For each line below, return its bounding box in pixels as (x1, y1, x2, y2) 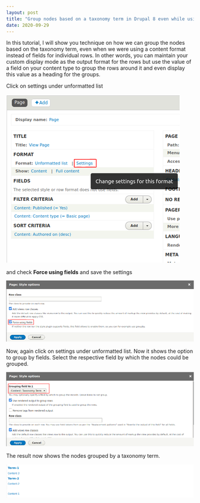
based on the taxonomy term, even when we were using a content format (6, 45, 186, 53)
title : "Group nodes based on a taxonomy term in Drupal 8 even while (6, 15, 185, 22)
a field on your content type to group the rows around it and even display (6, 64, 186, 72)
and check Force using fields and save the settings (6, 269, 133, 276)
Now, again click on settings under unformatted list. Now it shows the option (6, 347, 193, 355)
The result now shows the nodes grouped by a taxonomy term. (6, 452, 161, 459)
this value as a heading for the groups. (6, 71, 101, 78)
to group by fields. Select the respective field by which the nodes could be (6, 353, 189, 361)
